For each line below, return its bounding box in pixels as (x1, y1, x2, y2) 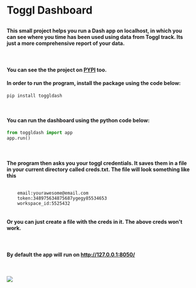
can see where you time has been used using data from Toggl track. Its (6, 33, 183, 40)
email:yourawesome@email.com (17, 190, 89, 197)
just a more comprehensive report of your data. (6, 40, 125, 47)
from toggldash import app (6, 130, 73, 136)
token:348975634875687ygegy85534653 (17, 195, 108, 201)
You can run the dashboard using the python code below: (6, 116, 150, 124)
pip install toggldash (6, 93, 62, 99)
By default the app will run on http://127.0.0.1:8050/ (6, 251, 135, 258)
